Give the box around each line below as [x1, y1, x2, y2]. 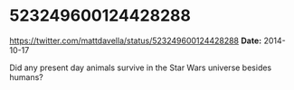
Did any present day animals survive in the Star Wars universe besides [9, 62, 272, 73]
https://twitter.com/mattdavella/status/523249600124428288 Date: [9, 35, 262, 46]
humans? [9, 71, 43, 82]
